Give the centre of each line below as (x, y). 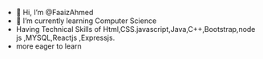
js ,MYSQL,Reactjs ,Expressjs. (65, 37)
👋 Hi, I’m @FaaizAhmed (55, 12)
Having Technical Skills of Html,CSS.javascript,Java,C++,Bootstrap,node (136, 29)
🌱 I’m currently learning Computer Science (86, 21)
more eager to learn (49, 46)
